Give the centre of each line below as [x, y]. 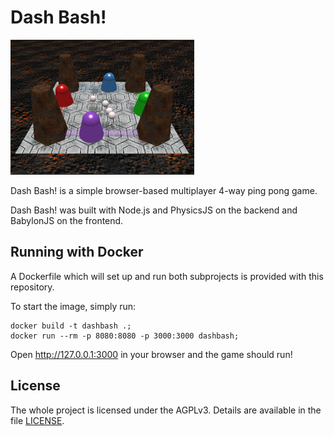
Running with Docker [77, 252]
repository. [32, 287]
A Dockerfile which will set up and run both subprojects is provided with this [167, 276]
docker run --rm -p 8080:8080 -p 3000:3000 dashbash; [125, 336]
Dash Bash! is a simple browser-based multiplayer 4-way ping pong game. [164, 190]
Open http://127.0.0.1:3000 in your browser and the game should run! [151, 354]
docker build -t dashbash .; [71, 326]
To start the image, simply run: [73, 306]
